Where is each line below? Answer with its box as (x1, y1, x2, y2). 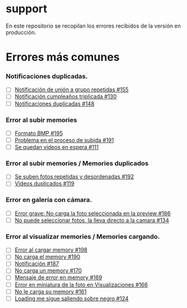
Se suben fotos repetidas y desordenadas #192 (14, 173, 134, 180)
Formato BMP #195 (14, 129, 63, 137)
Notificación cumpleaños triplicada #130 (14, 93, 117, 100)
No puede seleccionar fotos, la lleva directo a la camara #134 (14, 217, 169, 224)
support (6, 2, 47, 16)
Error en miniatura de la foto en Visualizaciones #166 (14, 281, 148, 288)
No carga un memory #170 (14, 267, 82, 274)
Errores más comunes (6, 50, 120, 64)
